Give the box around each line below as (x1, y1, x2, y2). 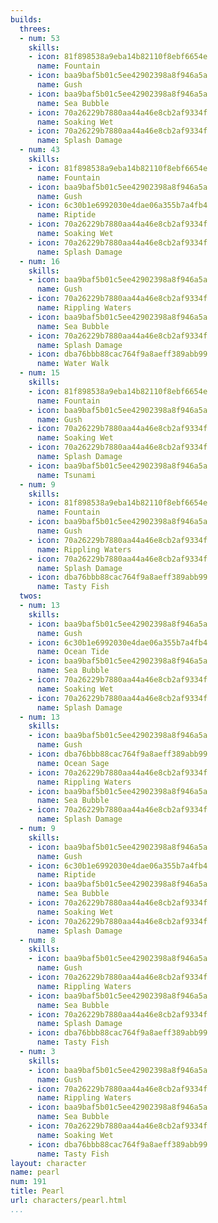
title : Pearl (10, 1186, 65, 1196)
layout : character (10, 1158, 87, 1168)
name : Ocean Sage (36, 758, 110, 768)
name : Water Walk (36, 359, 110, 369)
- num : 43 (19, 145, 60, 155)
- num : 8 (19, 935, 56, 945)
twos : (19, 591, 43, 601)
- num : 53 (19, 33, 60, 43)
